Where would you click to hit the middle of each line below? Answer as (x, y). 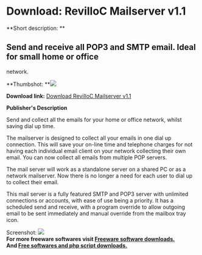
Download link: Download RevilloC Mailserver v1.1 (69, 96)
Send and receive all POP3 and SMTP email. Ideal (101, 47)
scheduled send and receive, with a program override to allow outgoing (96, 207)
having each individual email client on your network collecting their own (96, 151)
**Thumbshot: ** (28, 84)
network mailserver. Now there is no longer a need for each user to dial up (99, 176)
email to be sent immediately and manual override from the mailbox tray (96, 213)
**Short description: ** (36, 28)
